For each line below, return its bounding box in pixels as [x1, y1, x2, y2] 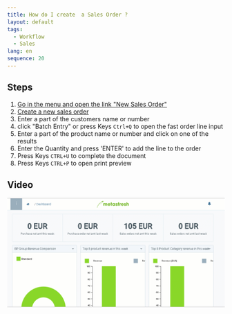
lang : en [7, 48, 32, 55]
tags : [7, 26, 23, 33]
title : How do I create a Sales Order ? [7, 11, 128, 18]
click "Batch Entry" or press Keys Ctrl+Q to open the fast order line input [17, 122, 223, 130]
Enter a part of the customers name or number [17, 114, 150, 123]
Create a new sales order [17, 107, 89, 116]
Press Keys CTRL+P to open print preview [17, 159, 132, 167]
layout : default [7, 18, 54, 26]
